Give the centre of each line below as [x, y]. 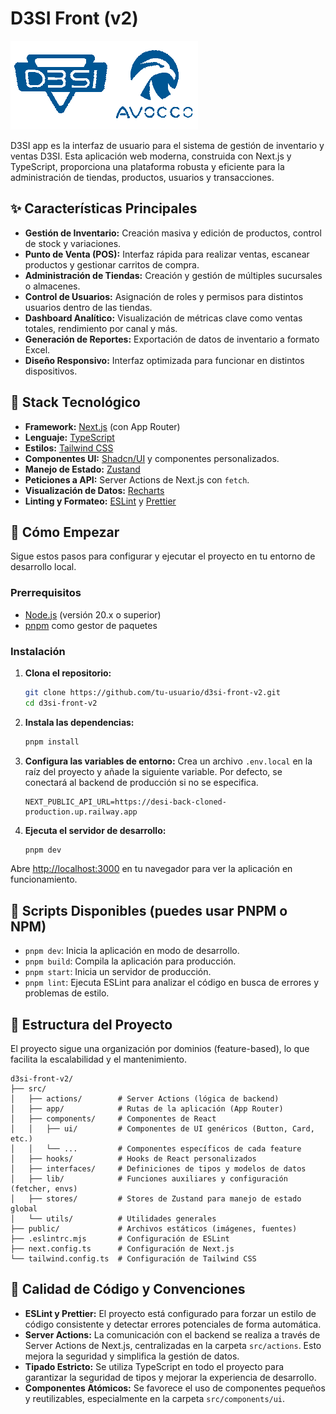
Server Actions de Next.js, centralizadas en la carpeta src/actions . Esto [173, 1345]
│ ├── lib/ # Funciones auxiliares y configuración [149, 1179]
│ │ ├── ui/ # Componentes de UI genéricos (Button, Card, [162, 1129]
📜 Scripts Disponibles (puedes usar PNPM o [149, 910]
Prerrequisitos [46, 593]
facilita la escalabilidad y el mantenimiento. [99, 1059]
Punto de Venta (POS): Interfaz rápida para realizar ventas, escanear [167, 254]
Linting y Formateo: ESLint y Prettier [100, 501]
